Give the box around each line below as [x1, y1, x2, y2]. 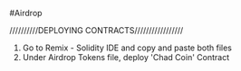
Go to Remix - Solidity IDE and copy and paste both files [22, 42, 233, 53]
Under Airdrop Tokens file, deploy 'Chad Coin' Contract [22, 52, 229, 62]
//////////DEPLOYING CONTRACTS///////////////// [9, 25, 184, 35]
